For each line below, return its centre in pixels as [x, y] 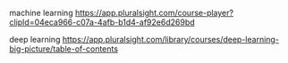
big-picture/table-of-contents [64, 49]
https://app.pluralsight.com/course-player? [154, 13]
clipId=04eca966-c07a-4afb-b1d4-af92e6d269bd [102, 22]
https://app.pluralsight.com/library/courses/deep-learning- [171, 39]
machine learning [41, 13]
